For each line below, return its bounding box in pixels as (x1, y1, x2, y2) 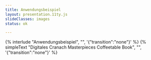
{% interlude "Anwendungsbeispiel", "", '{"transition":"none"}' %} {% (5, 39, 147, 45)
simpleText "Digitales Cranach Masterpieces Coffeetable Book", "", (5, 44, 142, 50)
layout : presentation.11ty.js (5, 12, 68, 17)
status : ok (5, 21, 28, 26)
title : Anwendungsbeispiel (5, 7, 61, 12)
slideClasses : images (5, 16, 50, 21)
